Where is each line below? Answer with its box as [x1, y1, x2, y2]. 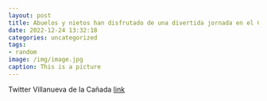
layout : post [8, 11, 52, 20]
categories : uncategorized [8, 33, 98, 42]
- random [8, 48, 37, 56]
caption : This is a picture [8, 63, 102, 71]
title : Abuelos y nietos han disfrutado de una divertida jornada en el [8, 19, 254, 27]
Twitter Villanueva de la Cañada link [8, 84, 126, 94]
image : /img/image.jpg [8, 56, 83, 64]
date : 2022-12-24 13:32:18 [8, 26, 98, 34]
